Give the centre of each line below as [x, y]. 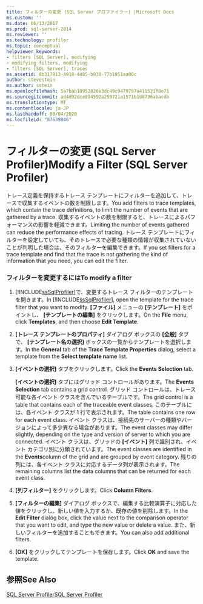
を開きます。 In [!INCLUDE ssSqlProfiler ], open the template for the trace [104, 300]
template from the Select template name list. [71, 356]
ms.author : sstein [29, 86]
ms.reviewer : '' [27, 35]
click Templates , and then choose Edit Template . [77, 322]
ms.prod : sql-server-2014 [39, 29]
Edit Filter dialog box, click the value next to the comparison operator [102, 518]
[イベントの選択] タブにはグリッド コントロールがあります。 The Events [104, 382]
